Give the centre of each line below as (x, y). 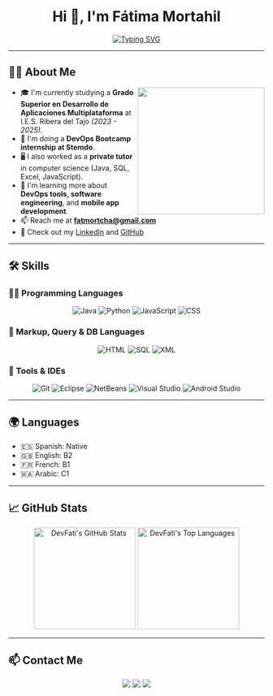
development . (44, 211)
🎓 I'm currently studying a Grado (77, 92)
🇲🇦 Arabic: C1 (45, 473)
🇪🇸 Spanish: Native (54, 446)
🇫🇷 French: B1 (45, 464)
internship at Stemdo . (57, 147)
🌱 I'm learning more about (64, 185)
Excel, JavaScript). (52, 176)
